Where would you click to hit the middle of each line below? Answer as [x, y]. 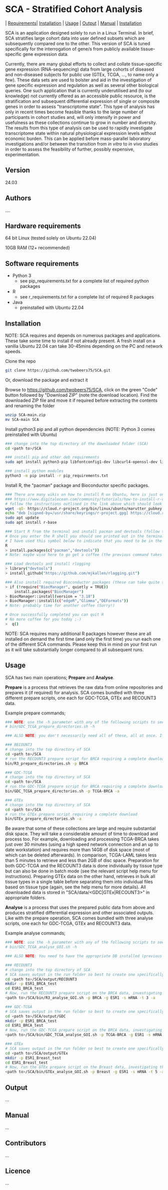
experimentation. [22, 155]
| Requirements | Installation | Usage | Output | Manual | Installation [73, 23]
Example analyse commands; [35, 933]
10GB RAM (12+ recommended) [37, 248]
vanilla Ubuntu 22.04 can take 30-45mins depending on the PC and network [84, 346]
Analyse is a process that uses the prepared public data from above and [80, 908]
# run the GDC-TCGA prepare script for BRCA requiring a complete [76, 787]
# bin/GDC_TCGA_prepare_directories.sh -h [50, 727]
